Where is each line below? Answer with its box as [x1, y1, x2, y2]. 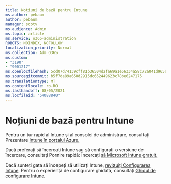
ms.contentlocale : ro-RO [5, 83, 58, 88]
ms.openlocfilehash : [5, 69, 49, 74]
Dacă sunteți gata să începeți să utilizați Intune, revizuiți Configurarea [5, 162, 151, 168]
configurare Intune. [5, 173, 46, 179]
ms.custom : [5, 55, 28, 60]
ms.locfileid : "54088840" [5, 93, 60, 98]
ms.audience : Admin [5, 27, 47, 32]
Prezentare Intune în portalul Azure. [5, 137, 80, 143]
